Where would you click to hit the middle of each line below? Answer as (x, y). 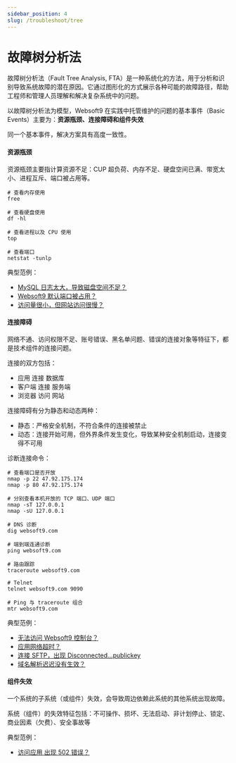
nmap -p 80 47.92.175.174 (45, 485)
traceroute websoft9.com (44, 570)
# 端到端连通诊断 (29, 544)
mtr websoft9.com (33, 609)
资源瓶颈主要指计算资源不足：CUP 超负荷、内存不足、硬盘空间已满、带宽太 (116, 169)
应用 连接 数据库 (41, 378)
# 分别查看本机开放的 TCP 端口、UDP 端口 (61, 498)
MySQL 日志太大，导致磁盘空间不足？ (72, 287)
